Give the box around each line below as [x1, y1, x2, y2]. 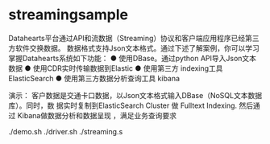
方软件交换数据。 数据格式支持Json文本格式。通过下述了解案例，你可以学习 [8, 43, 260, 53]
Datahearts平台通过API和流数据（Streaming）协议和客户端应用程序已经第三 [8, 33, 260, 43]
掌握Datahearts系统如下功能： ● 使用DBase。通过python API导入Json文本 [8, 53, 256, 63]
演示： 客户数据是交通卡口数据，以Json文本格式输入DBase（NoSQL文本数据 [8, 90, 263, 100]
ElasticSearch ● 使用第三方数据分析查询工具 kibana [8, 73, 180, 83]
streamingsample [8, 6, 129, 24]
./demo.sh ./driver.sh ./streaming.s [8, 126, 123, 136]
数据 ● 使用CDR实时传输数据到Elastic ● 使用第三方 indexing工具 [8, 63, 223, 73]
